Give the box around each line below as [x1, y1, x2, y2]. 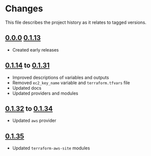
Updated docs [12, 85, 42, 91]
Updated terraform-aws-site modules [12, 145, 90, 151]
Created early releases [12, 47, 59, 52]
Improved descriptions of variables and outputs [12, 74, 109, 80]
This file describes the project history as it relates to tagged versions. [5, 19, 147, 25]
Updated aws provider [12, 117, 56, 124]
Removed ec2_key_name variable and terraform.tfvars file [12, 80, 130, 86]
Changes [5, 3, 43, 14]
